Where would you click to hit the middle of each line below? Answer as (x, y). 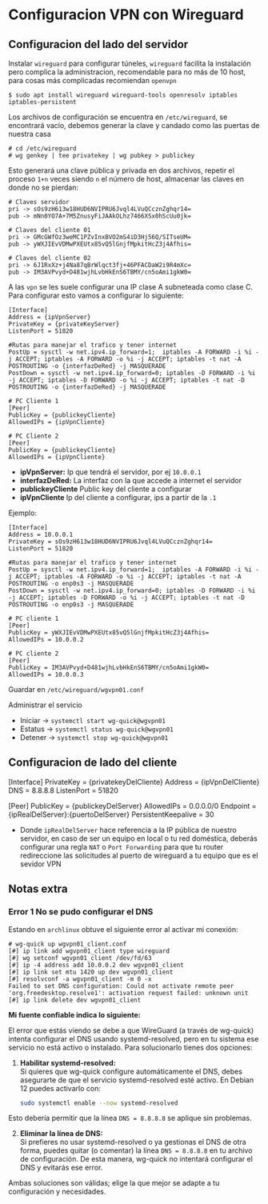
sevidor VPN (40, 864)
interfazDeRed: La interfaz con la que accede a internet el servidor (131, 480)
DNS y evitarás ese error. (61, 1168)
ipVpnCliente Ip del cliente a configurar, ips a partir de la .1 (118, 497)
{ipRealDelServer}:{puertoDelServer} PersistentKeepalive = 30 (111, 814)
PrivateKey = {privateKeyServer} (64, 324)
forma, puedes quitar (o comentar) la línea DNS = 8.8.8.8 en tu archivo (136, 1150)
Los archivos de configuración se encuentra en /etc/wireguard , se (118, 117)
